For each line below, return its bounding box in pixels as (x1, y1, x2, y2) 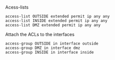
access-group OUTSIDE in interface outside (5, 41, 99, 46)
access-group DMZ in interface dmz (5, 45, 81, 50)
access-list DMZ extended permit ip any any (5, 22, 101, 27)
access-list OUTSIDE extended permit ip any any (5, 14, 110, 19)
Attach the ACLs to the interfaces (5, 31, 75, 37)
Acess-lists (5, 4, 29, 10)
